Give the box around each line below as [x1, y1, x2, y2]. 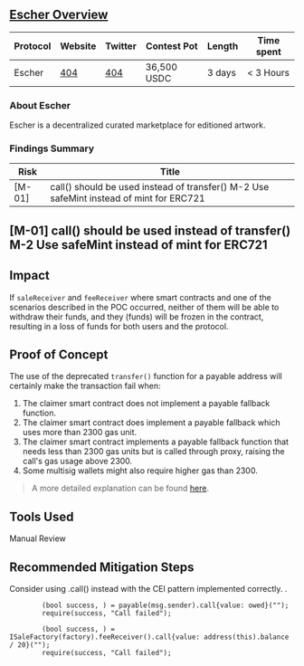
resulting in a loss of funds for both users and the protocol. [9, 320, 229, 331]
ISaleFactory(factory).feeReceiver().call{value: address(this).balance [9, 633, 290, 642]
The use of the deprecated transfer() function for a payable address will [9, 371, 282, 382]
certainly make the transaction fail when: [9, 380, 161, 392]
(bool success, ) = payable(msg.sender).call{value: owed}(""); [42, 601, 290, 610]
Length [206, 40, 239, 52]
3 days [206, 66, 237, 79]
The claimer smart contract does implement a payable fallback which [22, 417, 280, 428]
